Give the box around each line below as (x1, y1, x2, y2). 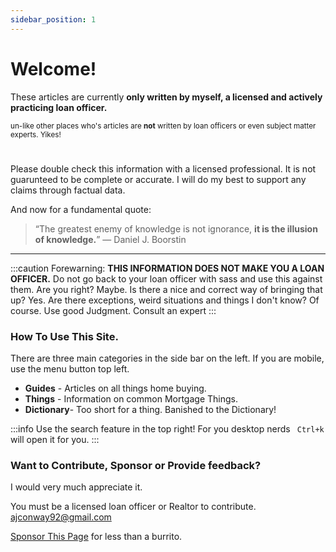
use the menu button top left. (10, 363, 130, 375)
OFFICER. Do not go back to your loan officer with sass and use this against (10, 272, 323, 285)
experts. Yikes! (10, 129, 62, 140)
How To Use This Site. (10, 329, 119, 343)
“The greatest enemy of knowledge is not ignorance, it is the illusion (34, 222, 318, 235)
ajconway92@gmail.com (10, 511, 112, 523)
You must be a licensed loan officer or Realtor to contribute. (10, 501, 257, 513)
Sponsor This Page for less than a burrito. (10, 531, 183, 543)
